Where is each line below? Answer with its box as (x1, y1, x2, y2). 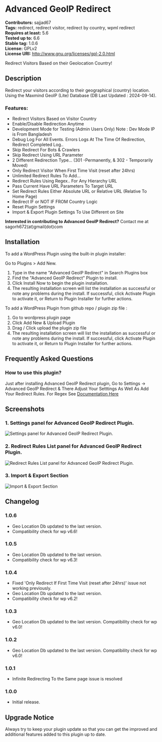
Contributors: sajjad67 (5, 20, 51, 25)
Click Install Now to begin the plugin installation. (12, 280, 108, 286)
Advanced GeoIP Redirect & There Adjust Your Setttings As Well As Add (5, 386, 149, 392)
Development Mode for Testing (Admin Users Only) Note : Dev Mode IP (12, 126, 155, 132)
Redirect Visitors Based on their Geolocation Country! (5, 60, 112, 66)
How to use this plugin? (5, 370, 62, 376)
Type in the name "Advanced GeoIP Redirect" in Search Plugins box (12, 269, 148, 275)
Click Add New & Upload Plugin (12, 320, 75, 326)
